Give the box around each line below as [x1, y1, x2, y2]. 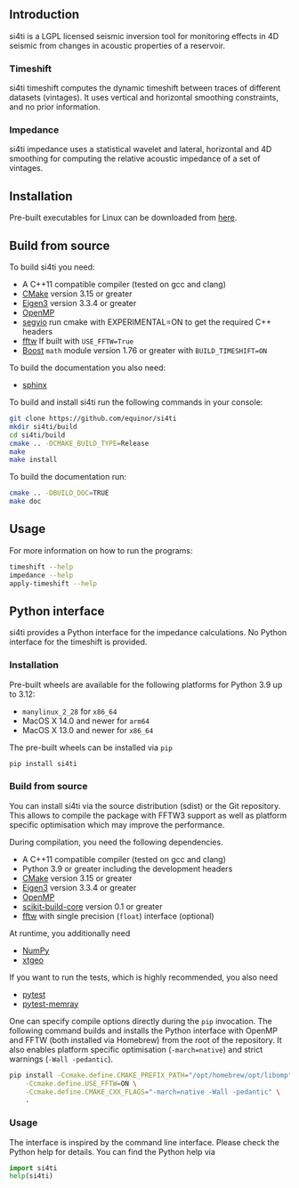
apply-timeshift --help [9, 578, 98, 588]
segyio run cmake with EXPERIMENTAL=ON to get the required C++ [21, 317, 272, 327]
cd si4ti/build [9, 431, 66, 440]
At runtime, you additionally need [9, 927, 131, 938]
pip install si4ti [9, 759, 77, 768]
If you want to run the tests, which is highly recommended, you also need [9, 972, 279, 982]
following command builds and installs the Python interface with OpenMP [9, 1025, 279, 1036]
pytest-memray [21, 998, 79, 1009]
